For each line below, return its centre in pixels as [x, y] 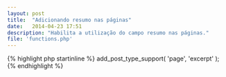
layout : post [26, 13]
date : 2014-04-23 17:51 [44, 26]
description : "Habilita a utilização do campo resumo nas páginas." [108, 33]
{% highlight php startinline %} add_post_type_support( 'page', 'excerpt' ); [113, 58]
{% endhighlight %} [35, 66]
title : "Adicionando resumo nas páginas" [69, 20]
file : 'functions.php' [40, 39]
